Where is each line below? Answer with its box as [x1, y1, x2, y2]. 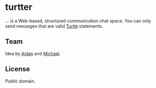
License [5, 65, 30, 73]
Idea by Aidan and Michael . [5, 50, 61, 56]
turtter [5, 1, 33, 13]
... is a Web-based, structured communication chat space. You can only [5, 18, 151, 24]
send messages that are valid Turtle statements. [5, 23, 103, 29]
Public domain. [5, 78, 36, 84]
